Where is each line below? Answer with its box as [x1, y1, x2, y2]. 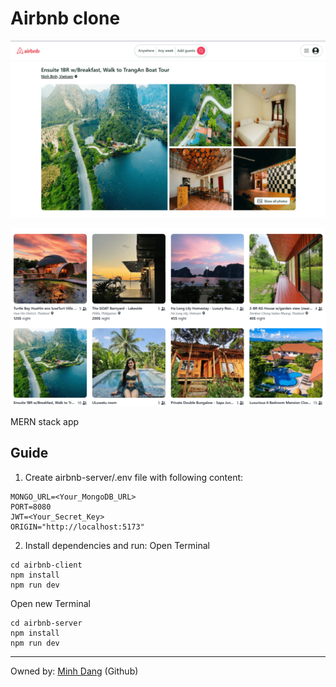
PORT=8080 [10, 502, 52, 512]
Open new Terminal [10, 597, 91, 609]
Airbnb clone [10, 7, 121, 30]
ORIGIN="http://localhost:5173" [10, 522, 145, 532]
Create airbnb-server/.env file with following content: [24, 471, 244, 483]
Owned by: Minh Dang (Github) [10, 665, 139, 677]
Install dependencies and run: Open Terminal [24, 539, 210, 551]
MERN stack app [10, 415, 80, 427]
